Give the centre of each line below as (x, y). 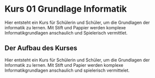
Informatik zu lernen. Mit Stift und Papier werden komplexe (64, 65)
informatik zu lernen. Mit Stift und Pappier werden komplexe (65, 27)
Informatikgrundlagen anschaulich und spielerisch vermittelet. (67, 70)
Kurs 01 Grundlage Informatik (66, 9)
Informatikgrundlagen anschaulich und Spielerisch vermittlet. (66, 33)
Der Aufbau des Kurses (41, 48)
